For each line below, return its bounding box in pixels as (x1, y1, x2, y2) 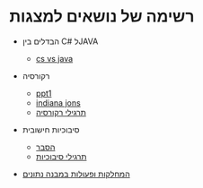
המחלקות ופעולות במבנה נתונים (22, 168, 130, 179)
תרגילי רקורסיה (35, 107, 87, 117)
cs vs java (35, 53, 74, 64)
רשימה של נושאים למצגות (9, 6, 195, 27)
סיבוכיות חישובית (22, 124, 80, 135)
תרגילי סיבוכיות (35, 150, 87, 162)
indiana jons (35, 97, 81, 108)
